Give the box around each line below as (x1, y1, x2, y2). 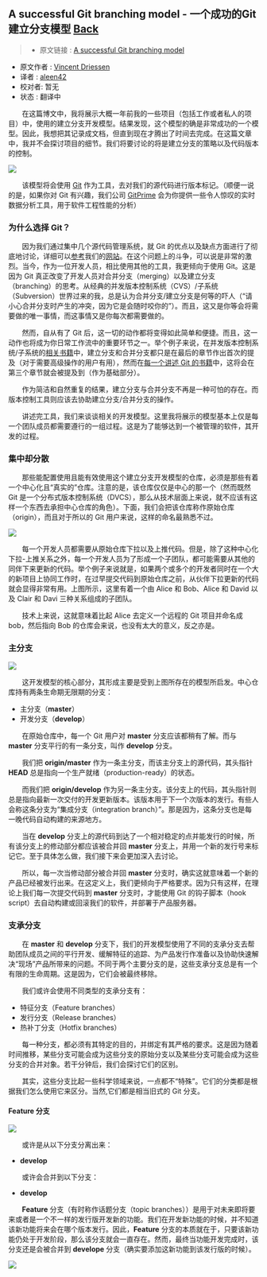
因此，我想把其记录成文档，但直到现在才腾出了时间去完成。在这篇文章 (21, 128, 252, 138)
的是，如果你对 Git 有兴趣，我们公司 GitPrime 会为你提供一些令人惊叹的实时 (8, 190, 256, 200)
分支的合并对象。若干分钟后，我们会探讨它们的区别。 (8, 1060, 183, 1069)
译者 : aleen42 (19, 72, 68, 81)
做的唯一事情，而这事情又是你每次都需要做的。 (14, 311, 168, 320)
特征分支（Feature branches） (19, 1003, 120, 1012)
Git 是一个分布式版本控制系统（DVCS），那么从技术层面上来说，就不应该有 (8, 492, 251, 503)
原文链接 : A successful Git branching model (39, 45, 185, 54)
